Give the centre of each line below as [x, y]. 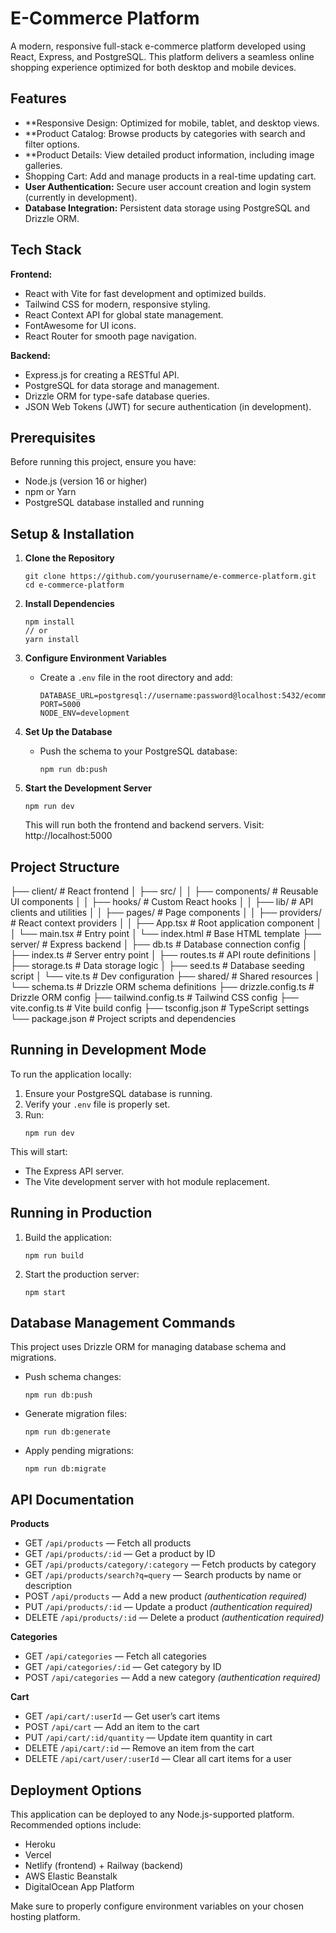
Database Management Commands [123, 1323]
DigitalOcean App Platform [79, 1887]
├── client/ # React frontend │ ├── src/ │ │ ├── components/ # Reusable [164, 891]
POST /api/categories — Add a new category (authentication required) [172, 1678]
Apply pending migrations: [79, 1451]
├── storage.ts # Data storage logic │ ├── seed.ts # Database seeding [157, 965]
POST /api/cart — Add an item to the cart [112, 1727]
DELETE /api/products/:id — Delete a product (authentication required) [174, 1618]
